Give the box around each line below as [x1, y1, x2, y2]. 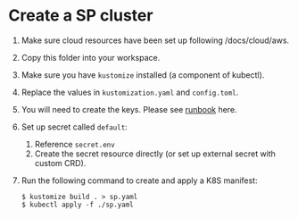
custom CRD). [34, 157, 87, 168]
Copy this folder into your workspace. [21, 52, 161, 63]
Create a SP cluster [8, 5, 153, 26]
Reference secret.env [34, 138, 115, 149]
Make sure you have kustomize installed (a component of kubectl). [21, 69, 265, 80]
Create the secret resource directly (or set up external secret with [34, 148, 276, 159]
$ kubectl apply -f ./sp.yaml [21, 200, 135, 209]
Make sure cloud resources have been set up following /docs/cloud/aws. [21, 35, 290, 46]
